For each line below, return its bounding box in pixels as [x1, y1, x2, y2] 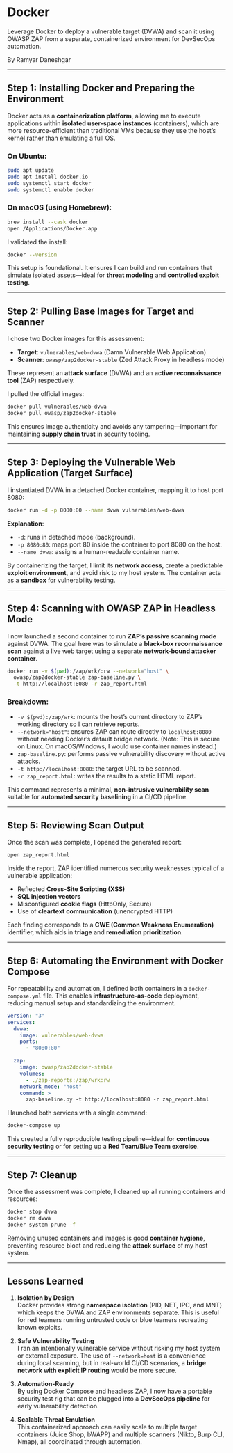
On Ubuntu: [7, 151, 47, 161]
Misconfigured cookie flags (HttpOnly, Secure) [17, 900, 152, 909]
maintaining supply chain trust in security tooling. [7, 430, 150, 439]
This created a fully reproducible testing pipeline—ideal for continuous [7, 1135, 210, 1143]
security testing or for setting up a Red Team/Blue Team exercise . [7, 1142, 199, 1151]
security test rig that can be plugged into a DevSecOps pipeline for [17, 1395, 210, 1403]
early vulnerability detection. [17, 1402, 99, 1411]
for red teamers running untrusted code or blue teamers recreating [17, 1316, 208, 1324]
